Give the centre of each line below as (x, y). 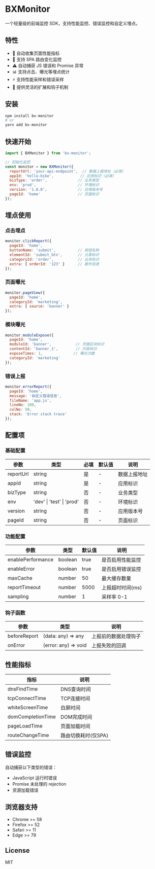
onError (16, 645)
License (17, 851)
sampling (18, 596)
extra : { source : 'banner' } (39, 307)
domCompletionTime (32, 717)
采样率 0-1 (114, 596)
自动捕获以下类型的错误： (31, 767)
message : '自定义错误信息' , (36, 396)
